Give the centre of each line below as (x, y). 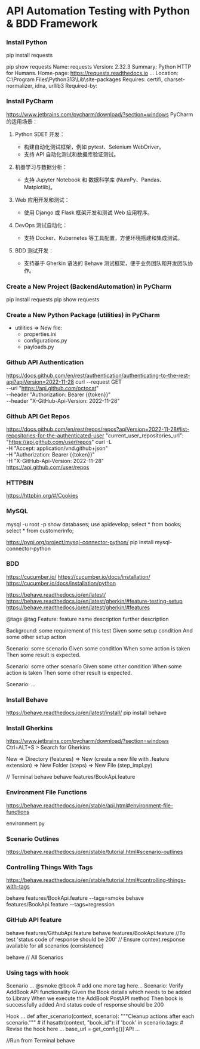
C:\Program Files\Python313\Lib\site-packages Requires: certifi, (84, 79)
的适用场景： (22, 121)
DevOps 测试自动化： (41, 225)
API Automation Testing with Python (98, 11)
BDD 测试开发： (34, 250)
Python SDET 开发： (40, 134)
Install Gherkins (30, 728)
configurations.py (45, 341)
